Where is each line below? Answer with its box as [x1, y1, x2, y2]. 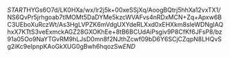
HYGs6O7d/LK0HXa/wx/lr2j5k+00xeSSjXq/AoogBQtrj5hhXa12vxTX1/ [26, 6, 221, 14]
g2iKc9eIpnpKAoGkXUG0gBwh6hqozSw [7, 43, 123, 50]
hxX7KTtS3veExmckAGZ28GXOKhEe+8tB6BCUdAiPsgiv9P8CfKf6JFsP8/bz [7, 27, 222, 36]
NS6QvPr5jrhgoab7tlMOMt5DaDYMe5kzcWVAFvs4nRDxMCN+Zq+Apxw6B [7, 13, 222, 21]
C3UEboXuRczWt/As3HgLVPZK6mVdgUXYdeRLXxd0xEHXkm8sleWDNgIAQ [7, 21, 224, 28]
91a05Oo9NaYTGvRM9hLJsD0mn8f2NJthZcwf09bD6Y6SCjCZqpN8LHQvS [7, 35, 222, 43]
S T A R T [7, 6, 27, 14]
